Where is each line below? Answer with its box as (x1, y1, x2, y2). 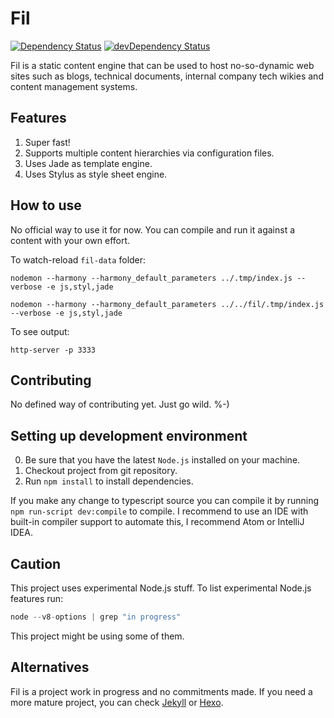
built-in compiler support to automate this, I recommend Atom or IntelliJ (10, 516, 305, 528)
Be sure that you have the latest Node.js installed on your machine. (24, 454, 301, 466)
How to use (10, 197, 82, 214)
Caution (10, 555, 62, 572)
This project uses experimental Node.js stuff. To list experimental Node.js (10, 582, 312, 594)
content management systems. (10, 80, 138, 92)
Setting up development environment (10, 427, 248, 444)
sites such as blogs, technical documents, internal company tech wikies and (10, 70, 324, 82)
